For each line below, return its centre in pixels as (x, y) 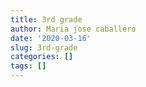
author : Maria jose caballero (73, 29)
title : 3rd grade (46, 19)
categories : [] (42, 57)
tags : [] (28, 66)
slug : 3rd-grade (44, 47)
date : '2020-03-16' (51, 38)
